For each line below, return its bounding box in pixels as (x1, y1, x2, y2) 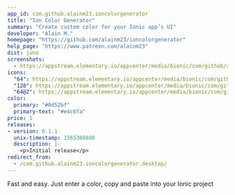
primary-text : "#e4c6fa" (13, 108, 86, 115)
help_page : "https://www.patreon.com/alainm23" (7, 43, 149, 50)
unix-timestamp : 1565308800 (13, 134, 96, 141)
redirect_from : (7, 154, 52, 161)
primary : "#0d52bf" (13, 102, 71, 109)
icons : (7, 69, 27, 76)
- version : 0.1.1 (7, 128, 58, 135)
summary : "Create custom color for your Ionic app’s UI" (7, 23, 177, 30)
